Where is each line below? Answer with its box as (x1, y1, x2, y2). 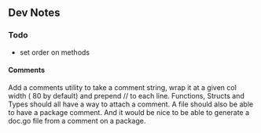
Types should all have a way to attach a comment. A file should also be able (8, 99, 254, 109)
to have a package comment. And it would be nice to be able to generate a (8, 107, 250, 117)
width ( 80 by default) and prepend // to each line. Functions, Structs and (8, 91, 245, 100)
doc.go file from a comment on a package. (8, 116, 146, 125)
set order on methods (19, 47, 90, 57)
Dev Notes (8, 6, 61, 20)
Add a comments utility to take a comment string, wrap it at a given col (8, 82, 237, 92)
